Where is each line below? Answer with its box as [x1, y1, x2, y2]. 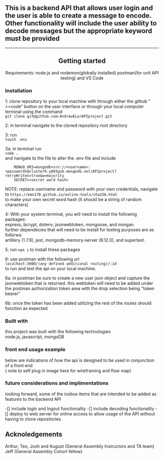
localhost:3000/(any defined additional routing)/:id [5, 261, 117, 266]
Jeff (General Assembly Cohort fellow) [5, 448, 82, 454]
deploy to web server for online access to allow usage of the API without [9, 411, 155, 416]
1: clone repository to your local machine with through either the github [5, 98, 147, 104]
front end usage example [5, 346, 66, 353]
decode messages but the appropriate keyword [5, 27, 152, 35]
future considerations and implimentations [5, 380, 109, 387]
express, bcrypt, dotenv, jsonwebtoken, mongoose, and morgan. [5, 221, 135, 227]
